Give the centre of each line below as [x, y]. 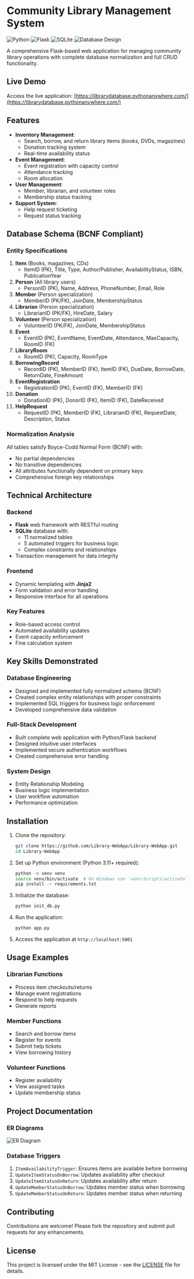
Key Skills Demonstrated [52, 661]
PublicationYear [43, 276]
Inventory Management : [45, 134]
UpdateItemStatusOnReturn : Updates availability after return [86, 1181]
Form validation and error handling [57, 590]
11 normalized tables [48, 537]
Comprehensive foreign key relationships [65, 477]
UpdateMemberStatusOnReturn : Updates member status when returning [99, 1193]
